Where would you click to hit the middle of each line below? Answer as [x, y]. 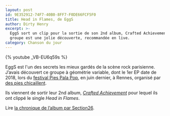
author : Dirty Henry [27, 24]
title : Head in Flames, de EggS [39, 19]
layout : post [19, 10]
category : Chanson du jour [34, 43]
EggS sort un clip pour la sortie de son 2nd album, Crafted [76, 33]
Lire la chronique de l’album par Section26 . [50, 108]
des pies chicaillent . [26, 83]
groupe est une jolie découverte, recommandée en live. [70, 38]
